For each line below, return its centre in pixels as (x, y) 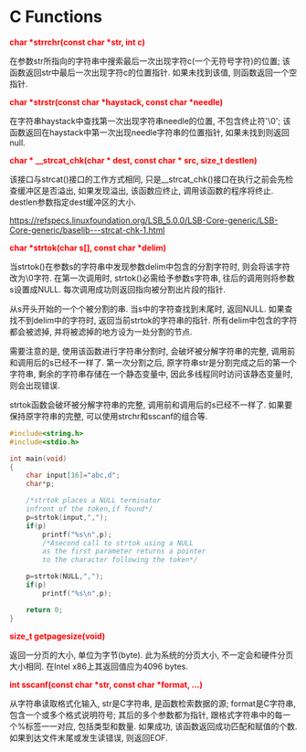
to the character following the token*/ (120, 560)
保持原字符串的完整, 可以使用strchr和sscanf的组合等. (109, 416)
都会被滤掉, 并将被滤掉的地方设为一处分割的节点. (101, 332)
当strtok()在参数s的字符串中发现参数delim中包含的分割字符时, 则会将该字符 (150, 266)
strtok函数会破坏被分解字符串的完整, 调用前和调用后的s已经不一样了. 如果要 (151, 405)
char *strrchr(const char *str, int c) (78, 42)
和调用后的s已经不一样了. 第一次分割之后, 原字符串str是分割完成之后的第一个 (153, 362)
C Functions (56, 17)
